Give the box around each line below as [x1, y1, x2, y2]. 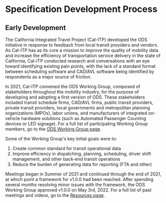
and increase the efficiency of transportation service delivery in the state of [5, 52, 161, 58]
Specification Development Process [5, 3, 157, 15]
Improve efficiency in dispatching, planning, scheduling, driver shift [12, 151, 151, 156]
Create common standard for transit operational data [12, 145, 121, 151]
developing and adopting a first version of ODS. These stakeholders [5, 94, 145, 100]
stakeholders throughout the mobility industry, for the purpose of [5, 89, 139, 94]
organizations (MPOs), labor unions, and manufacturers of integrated [5, 110, 147, 116]
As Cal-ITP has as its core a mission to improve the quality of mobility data [5, 47, 158, 53]
